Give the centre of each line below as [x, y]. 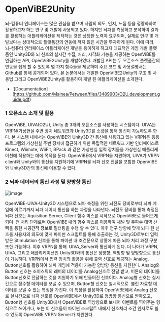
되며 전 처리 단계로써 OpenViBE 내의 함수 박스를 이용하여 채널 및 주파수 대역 [79, 222]
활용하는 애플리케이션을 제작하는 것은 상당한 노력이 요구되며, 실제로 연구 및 [82, 36]
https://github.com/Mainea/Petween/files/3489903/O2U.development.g [87, 94]
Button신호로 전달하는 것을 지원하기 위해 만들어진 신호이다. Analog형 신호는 [78, 277]
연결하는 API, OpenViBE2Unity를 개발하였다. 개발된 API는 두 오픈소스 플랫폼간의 [82, 60]
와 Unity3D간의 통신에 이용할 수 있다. [41, 168]
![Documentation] [30, 89]
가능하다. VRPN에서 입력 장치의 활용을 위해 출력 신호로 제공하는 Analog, [80, 259]
